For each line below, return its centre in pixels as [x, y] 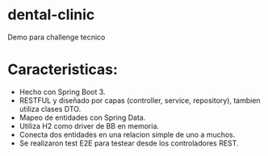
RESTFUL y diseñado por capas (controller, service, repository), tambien [140, 100]
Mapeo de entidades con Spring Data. [82, 117]
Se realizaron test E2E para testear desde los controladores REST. [129, 143]
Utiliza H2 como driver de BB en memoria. [89, 125]
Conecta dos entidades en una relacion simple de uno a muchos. [127, 134]
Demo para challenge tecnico [57, 37]
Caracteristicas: [63, 70]
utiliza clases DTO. [50, 109]
